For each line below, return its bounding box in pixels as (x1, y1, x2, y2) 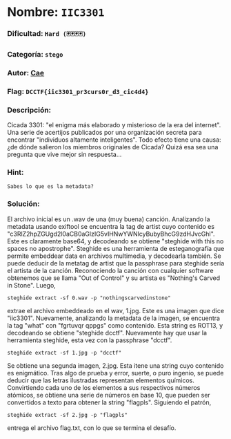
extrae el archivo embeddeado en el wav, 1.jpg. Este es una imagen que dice (7, 306, 225, 315)
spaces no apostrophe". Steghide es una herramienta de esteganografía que (7, 244, 225, 252)
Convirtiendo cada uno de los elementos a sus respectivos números (7, 383, 201, 391)
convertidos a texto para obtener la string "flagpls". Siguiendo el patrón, (7, 398, 212, 407)
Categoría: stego (7, 50, 63, 59)
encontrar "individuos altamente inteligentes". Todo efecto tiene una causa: (7, 136, 222, 144)
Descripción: (7, 105, 52, 115)
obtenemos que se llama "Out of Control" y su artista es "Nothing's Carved (7, 274, 221, 282)
